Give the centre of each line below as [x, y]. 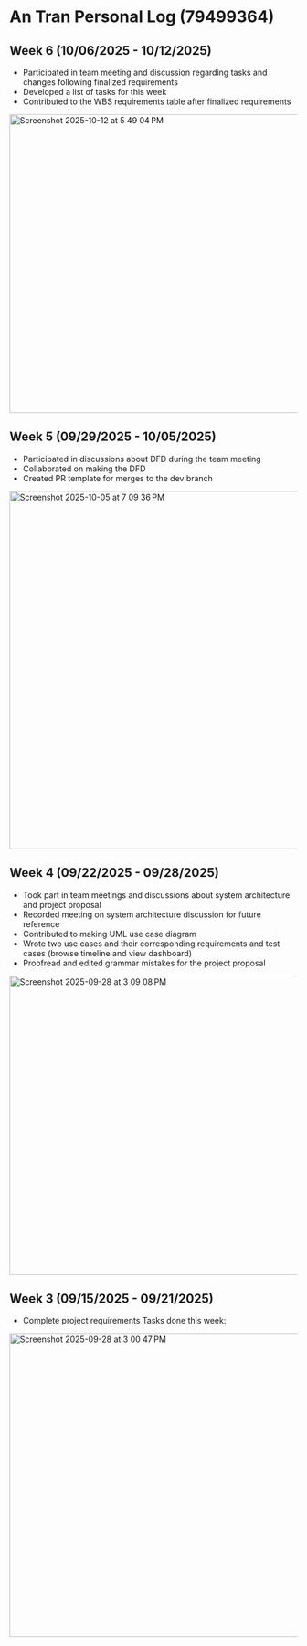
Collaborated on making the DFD [84, 469]
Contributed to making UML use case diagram [109, 934]
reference [41, 923]
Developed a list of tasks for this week [95, 92]
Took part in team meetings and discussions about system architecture [156, 895]
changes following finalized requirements [100, 82]
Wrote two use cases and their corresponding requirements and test [151, 944]
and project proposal [62, 904]
